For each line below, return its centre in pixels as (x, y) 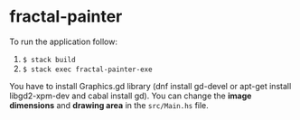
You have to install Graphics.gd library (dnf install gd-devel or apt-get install (150, 86)
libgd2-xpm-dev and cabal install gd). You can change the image (131, 96)
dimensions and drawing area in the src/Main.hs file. (109, 105)
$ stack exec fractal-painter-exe (87, 69)
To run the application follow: (63, 42)
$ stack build (49, 60)
